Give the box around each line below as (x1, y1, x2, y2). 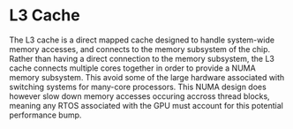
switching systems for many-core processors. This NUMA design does (9, 81, 267, 92)
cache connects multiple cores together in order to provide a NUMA (9, 63, 256, 73)
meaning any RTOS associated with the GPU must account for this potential (9, 100, 284, 110)
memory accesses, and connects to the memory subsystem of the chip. (9, 43, 271, 54)
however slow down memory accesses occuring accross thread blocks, (9, 90, 271, 102)
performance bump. (9, 110, 82, 120)
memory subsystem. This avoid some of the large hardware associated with (9, 72, 285, 82)
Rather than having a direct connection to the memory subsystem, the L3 (9, 53, 275, 64)
